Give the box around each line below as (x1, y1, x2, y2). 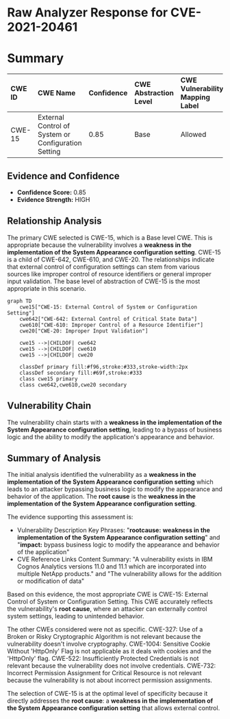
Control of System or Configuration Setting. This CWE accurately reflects (7, 597, 214, 606)
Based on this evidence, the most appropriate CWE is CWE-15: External (7, 590, 209, 599)
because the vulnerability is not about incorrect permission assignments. (7, 676, 212, 685)
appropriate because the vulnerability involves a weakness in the (7, 241, 192, 249)
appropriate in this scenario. (7, 284, 87, 292)
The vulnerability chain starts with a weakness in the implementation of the (7, 418, 222, 426)
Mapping (180, 92, 210, 102)
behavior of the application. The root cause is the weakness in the (7, 493, 196, 501)
